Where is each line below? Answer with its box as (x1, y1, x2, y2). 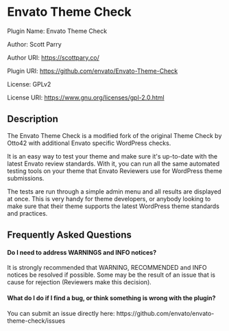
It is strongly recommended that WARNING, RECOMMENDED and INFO (7, 264, 207, 272)
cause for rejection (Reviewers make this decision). (7, 278, 152, 286)
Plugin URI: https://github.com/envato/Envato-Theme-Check (7, 67, 178, 75)
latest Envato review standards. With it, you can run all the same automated (7, 159, 220, 168)
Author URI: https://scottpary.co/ (7, 53, 99, 62)
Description (7, 113, 58, 125)
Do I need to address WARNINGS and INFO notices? (7, 248, 156, 256)
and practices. (7, 209, 48, 217)
